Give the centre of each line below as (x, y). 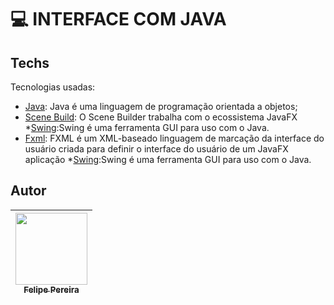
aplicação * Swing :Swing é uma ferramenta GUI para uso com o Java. (168, 159)
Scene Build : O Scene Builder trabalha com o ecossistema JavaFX (161, 117)
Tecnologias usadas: (53, 87)
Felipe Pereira (51, 289)
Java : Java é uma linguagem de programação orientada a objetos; (161, 106)
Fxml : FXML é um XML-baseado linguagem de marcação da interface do (174, 138)
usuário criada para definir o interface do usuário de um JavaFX (156, 149)
